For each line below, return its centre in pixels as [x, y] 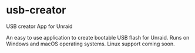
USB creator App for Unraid [39, 26]
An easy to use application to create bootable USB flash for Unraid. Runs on [98, 37]
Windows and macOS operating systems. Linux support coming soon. [90, 44]
